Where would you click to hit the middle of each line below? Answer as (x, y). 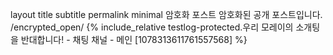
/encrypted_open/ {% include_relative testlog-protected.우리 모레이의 (152, 27)
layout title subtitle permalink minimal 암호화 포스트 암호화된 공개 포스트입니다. (166, 14)
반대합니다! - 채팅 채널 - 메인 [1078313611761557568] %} (134, 39)
